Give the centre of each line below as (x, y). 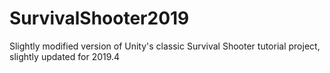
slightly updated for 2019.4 (65, 56)
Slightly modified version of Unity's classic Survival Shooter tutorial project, (165, 46)
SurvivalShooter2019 (99, 18)
